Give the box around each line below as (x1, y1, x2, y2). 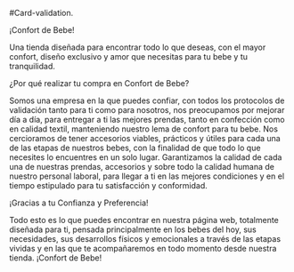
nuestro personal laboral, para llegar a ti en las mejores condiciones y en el (9, 171, 285, 181)
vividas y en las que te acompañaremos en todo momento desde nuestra (9, 244, 277, 253)
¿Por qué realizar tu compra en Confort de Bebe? (9, 78, 190, 88)
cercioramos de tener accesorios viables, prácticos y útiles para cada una (9, 133, 281, 143)
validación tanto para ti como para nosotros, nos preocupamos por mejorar (9, 105, 285, 115)
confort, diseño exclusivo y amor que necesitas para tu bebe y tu (9, 52, 248, 61)
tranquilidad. (9, 61, 56, 71)
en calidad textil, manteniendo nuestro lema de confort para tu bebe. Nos (9, 124, 279, 134)
